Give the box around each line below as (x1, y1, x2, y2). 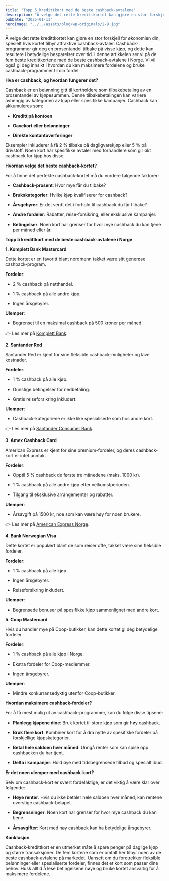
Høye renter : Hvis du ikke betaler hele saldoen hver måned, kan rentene (12, 794, 162, 800)
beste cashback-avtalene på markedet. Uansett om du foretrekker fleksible (5, 855, 161, 861)
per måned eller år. (12, 227, 52, 233)
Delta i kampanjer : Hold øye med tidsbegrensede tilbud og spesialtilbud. (12, 760, 163, 766)
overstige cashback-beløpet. (12, 800, 72, 806)
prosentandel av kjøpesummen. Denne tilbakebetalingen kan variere (5, 92, 147, 98)
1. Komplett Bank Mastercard (5, 246, 67, 252)
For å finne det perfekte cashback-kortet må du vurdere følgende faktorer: (5, 173, 159, 179)
